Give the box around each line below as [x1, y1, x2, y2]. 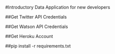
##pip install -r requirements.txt [5, 43, 71, 49]
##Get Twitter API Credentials [5, 14, 67, 19]
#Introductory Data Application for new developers [5, 4, 110, 10]
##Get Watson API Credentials [5, 23, 68, 29]
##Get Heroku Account [5, 33, 53, 39]
